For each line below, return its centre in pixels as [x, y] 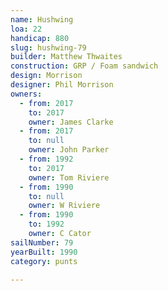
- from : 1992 [46, 159]
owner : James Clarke [71, 122]
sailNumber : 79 [42, 242]
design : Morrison [46, 76]
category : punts [44, 261]
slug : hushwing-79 [48, 47]
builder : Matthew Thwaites [66, 57]
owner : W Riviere [64, 206]
